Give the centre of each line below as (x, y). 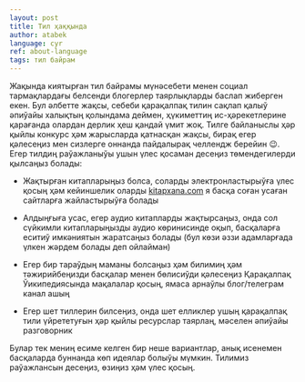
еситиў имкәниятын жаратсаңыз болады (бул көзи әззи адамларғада (158, 237)
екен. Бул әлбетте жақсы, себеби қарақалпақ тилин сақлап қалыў (139, 105)
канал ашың (46, 293)
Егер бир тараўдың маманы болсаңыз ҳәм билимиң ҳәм (132, 264)
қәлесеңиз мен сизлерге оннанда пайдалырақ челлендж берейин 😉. (145, 144)
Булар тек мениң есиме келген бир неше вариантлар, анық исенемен (146, 348)
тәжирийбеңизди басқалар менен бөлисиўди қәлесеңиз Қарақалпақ (157, 274)
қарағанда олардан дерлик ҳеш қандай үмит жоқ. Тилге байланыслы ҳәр (152, 125)
